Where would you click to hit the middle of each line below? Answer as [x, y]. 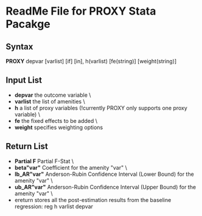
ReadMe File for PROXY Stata [81, 11]
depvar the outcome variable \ [53, 95]
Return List [27, 146]
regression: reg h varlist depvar [54, 206]
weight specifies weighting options [59, 127]
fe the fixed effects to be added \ [56, 120]
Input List [24, 80]
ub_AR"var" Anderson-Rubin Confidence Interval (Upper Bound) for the [105, 187]
